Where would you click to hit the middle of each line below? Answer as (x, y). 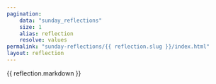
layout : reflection (35, 54)
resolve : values (44, 40)
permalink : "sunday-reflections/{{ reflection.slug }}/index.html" (108, 47)
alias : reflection (46, 34)
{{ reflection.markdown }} (44, 73)
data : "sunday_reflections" (61, 20)
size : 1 (30, 27)
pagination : (24, 14)
